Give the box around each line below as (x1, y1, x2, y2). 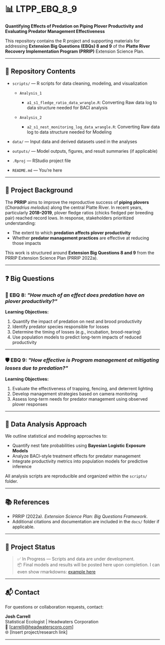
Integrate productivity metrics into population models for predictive (12, 458, 148, 464)
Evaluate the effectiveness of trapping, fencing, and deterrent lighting (12, 385, 153, 391)
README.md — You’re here (12, 167, 62, 173)
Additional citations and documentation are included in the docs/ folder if (12, 519, 160, 525)
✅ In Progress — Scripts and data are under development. (17, 556, 135, 562)
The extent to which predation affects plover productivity (12, 230, 131, 236)
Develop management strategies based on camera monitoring (12, 391, 137, 397)
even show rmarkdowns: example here (17, 569, 96, 575)
